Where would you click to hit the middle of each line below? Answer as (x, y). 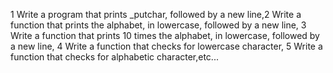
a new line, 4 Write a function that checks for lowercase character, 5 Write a (166, 46)
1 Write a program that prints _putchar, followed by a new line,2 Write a (156, 14)
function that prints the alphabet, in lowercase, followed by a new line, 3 (158, 25)
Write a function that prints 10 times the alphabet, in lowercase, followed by (165, 35)
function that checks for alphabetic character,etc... (114, 57)
